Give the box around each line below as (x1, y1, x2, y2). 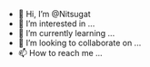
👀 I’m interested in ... (17, 18, 95, 29)
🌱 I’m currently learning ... (17, 28, 115, 38)
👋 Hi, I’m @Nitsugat (17, 9, 91, 19)
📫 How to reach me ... (17, 48, 103, 58)
